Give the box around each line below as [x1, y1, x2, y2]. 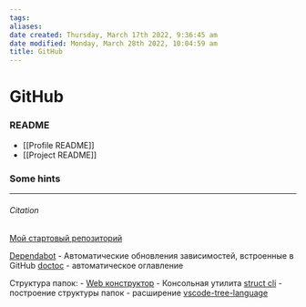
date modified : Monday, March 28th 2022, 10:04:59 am [9, 38, 219, 48]
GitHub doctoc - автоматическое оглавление [9, 261, 184, 271]
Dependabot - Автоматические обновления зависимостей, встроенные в [9, 251, 294, 261]
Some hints [9, 172, 61, 185]
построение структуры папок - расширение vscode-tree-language [9, 288, 269, 299]
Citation [9, 204, 39, 215]
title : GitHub [9, 47, 64, 56]
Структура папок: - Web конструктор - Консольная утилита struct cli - [9, 278, 282, 289]
